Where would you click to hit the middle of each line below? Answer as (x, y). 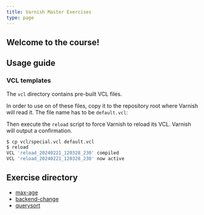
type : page (20, 18)
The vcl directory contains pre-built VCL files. (64, 94)
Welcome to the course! (53, 42)
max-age (27, 192)
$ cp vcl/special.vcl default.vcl (51, 142)
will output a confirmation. (39, 130)
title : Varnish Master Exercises (49, 12)
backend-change (37, 199)
